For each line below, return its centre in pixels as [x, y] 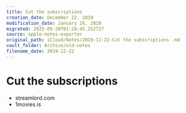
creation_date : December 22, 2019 [50, 18]
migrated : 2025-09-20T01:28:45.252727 [55, 29]
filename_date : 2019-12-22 [40, 51]
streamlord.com [35, 98]
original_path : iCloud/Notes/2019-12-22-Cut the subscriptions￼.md [93, 40]
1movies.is [28, 104]
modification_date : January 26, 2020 [54, 23]
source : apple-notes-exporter [45, 34]
